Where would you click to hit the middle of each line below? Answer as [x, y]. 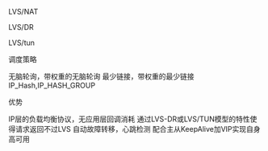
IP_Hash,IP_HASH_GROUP [52, 85]
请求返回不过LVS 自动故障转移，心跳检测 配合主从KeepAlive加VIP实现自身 [138, 129]
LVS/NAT [23, 12]
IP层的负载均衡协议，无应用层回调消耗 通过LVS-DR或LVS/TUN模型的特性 [129, 119]
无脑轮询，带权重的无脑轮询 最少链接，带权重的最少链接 [101, 76]
